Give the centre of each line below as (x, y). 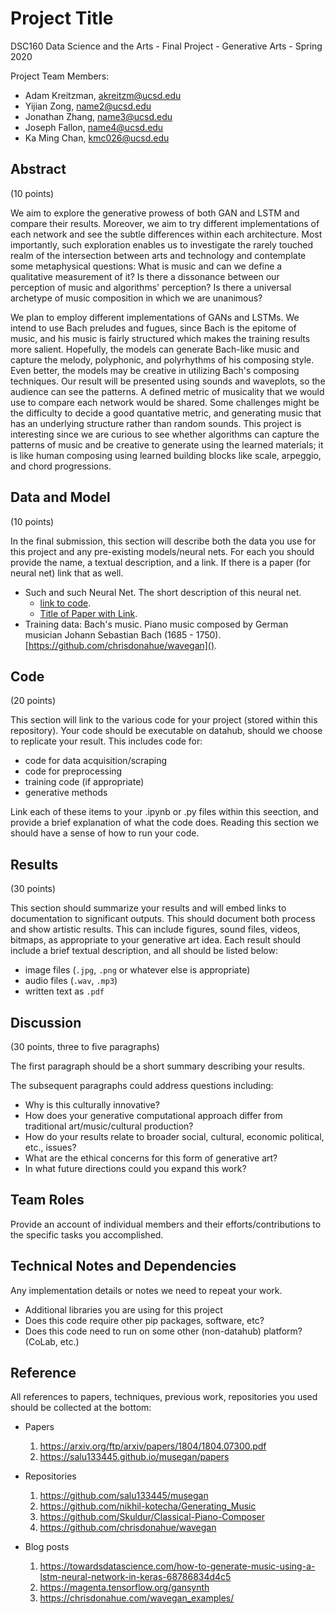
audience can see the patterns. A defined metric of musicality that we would (167, 391)
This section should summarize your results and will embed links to (148, 908)
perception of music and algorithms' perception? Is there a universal (151, 287)
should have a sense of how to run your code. (105, 833)
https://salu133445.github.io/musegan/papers (134, 1457)
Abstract (38, 169)
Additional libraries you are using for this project (123, 1309)
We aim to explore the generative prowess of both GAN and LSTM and (155, 213)
